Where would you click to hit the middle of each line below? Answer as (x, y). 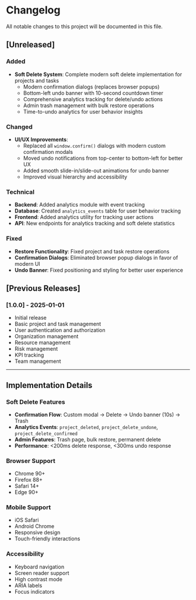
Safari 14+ (27, 486)
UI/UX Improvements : (41, 139)
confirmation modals (48, 152)
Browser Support (31, 461)
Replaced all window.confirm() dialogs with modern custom (94, 145)
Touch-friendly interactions (47, 539)
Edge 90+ (27, 492)
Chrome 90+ (30, 474)
